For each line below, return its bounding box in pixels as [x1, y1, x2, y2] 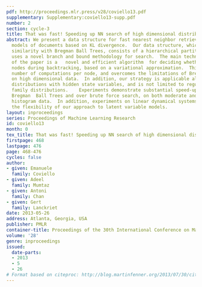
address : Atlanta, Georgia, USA [6, 216, 87, 222]
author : [6, 160, 26, 166]
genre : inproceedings [6, 238, 61, 244]
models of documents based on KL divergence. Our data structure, [11, 43, 185, 49]
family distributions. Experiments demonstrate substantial [11, 87, 173, 93]
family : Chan [11, 193, 44, 199]
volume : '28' [6, 232, 39, 238]
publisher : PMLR [6, 221, 47, 227]
